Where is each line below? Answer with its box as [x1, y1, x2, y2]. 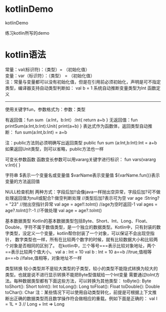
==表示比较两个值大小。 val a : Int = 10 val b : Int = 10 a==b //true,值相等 [5, 249, 152, 255]
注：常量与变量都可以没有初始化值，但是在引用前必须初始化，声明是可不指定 [5, 79, 161, 85]
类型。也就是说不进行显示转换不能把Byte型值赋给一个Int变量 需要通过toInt [5, 271, 156, 277]
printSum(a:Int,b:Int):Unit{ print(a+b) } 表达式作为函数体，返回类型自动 [5, 123, 148, 129]
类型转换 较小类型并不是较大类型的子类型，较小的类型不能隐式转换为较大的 [5, 266, 158, 271]
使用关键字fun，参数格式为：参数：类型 [5, 106, 85, 112]
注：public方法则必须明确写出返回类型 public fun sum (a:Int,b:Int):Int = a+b [5, 139, 157, 145]
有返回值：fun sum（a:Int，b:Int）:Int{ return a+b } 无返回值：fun [5, 117, 138, 123]
